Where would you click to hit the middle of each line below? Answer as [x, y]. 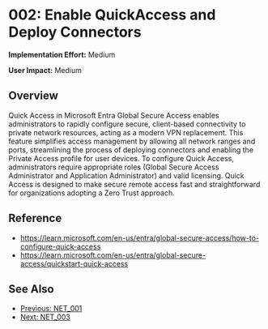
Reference [35, 218]
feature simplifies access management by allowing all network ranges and [132, 141]
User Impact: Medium [45, 70]
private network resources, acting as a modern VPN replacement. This [126, 132]
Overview [34, 96]
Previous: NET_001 [51, 309]
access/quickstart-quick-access [74, 263]
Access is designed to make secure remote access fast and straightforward [134, 184]
